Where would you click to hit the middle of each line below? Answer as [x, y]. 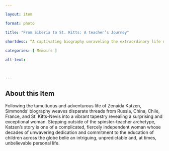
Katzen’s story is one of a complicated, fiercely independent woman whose [83, 127]
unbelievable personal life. [32, 143]
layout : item [19, 14]
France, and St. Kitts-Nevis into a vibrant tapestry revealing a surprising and [84, 116]
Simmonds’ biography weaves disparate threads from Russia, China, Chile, [82, 111]
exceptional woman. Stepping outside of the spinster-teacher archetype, [80, 121]
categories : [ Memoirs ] [31, 51]
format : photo [20, 23]
